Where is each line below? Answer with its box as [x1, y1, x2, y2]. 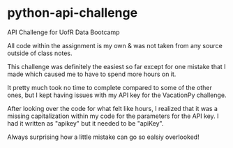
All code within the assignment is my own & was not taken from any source [7, 41, 223, 50]
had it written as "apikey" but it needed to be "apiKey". [7, 119, 164, 127]
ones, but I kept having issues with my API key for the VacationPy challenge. [7, 91, 227, 99]
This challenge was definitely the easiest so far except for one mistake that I [7, 62, 226, 71]
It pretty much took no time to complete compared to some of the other [7, 83, 213, 91]
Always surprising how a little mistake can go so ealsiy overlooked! [7, 133, 200, 141]
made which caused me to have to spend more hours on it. [7, 70, 176, 78]
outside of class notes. [7, 49, 73, 57]
